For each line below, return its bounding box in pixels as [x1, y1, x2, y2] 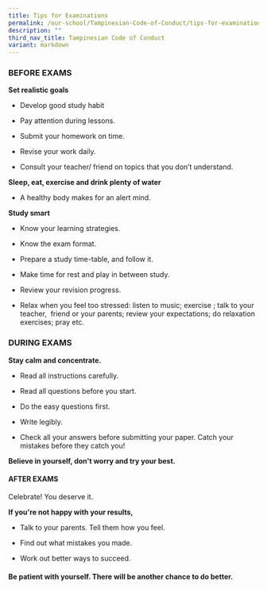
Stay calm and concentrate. [8, 355, 102, 365]
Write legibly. [19, 417, 64, 426]
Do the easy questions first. [19, 402, 110, 411]
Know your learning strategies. [19, 224, 121, 233]
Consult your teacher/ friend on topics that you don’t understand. [19, 162, 234, 171]
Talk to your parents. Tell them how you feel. [19, 522, 165, 532]
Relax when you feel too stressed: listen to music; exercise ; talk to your [19, 301, 254, 310]
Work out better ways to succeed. [19, 553, 131, 563]
